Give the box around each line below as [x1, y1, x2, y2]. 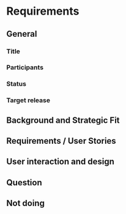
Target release [6, 96, 51, 105]
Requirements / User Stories [6, 136, 116, 146]
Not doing [6, 198, 45, 208]
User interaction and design [6, 157, 115, 167]
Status [6, 79, 26, 88]
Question [6, 177, 42, 188]
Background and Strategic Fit [6, 115, 120, 125]
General [6, 29, 38, 39]
